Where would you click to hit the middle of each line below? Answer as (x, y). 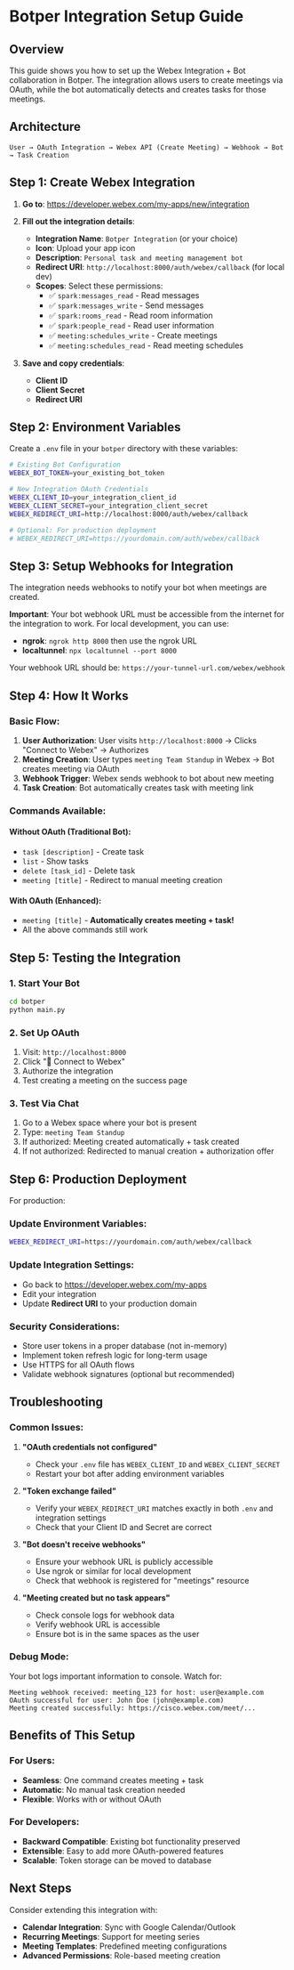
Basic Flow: (35, 721)
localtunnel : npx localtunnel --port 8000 (99, 651)
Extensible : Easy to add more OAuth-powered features (123, 1851)
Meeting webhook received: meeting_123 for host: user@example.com (137, 1692)
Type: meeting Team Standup (73, 1132)
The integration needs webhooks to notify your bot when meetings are (138, 588)
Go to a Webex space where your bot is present (109, 1123)
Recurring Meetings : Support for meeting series (111, 1936)
